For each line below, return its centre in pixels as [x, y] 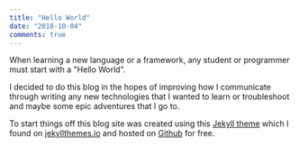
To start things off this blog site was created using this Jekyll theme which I [149, 124]
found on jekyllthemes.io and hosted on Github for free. [112, 133]
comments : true [38, 34]
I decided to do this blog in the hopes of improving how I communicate [140, 87]
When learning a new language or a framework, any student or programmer [149, 60]
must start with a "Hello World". [68, 69]
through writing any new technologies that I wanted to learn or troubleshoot [149, 96]
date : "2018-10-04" [46, 26]
